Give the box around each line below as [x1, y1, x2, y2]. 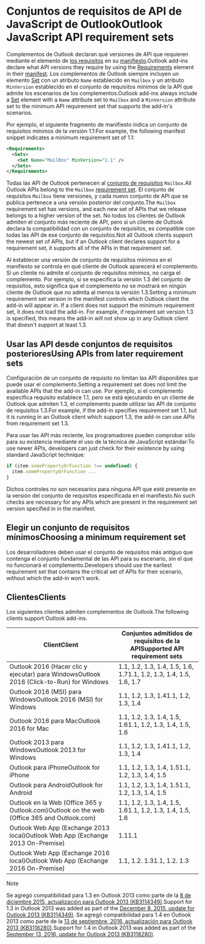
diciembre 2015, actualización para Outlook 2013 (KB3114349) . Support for [6, 898, 193, 905]
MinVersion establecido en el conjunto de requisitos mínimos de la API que [6, 83, 193, 90]
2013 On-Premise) [9, 839, 65, 847]
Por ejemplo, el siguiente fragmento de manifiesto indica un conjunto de [6, 120, 188, 128]
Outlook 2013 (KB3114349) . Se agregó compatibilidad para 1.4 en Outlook [6, 911, 191, 918]
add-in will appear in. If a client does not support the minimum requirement [6, 301, 195, 309]
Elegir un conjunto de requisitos [6, 523, 130, 533]
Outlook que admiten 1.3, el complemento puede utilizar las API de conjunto [6, 400, 196, 408]
